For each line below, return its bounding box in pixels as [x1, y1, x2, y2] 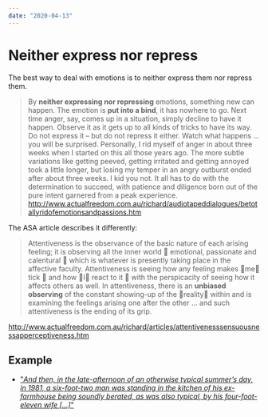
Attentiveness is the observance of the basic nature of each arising [27, 238, 249, 248]
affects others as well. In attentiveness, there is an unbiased [27, 281, 227, 291]
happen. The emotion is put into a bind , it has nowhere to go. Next [27, 105, 247, 114]
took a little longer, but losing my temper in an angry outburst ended [27, 165, 252, 174]
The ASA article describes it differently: [8, 223, 138, 232]
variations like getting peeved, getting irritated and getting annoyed [27, 156, 250, 166]
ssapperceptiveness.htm [8, 330, 89, 340]
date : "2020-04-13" [8, 11, 73, 20]
